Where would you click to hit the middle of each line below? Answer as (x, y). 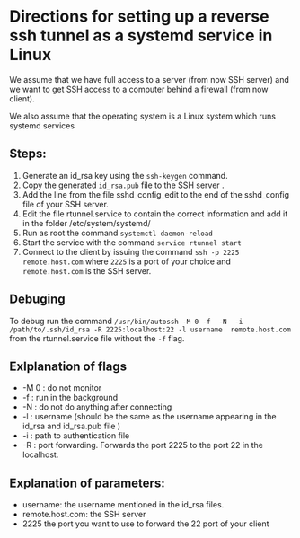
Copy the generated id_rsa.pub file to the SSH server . (123, 185)
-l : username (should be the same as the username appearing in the (149, 417)
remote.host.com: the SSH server (84, 515)
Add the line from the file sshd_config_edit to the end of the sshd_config (156, 194)
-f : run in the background (70, 398)
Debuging (37, 300)
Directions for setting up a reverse (139, 17)
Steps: (28, 154)
